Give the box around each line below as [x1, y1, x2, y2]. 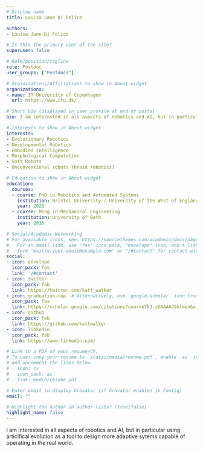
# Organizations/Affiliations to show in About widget [6, 80, 147, 86]
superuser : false [6, 48, 50, 54]
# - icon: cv [6, 366, 39, 372]
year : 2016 [17, 220, 45, 226]
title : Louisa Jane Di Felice [6, 15, 83, 21]
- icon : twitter [6, 276, 47, 282]
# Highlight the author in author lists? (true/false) [6, 404, 147, 410]
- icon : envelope [6, 259, 50, 265]
